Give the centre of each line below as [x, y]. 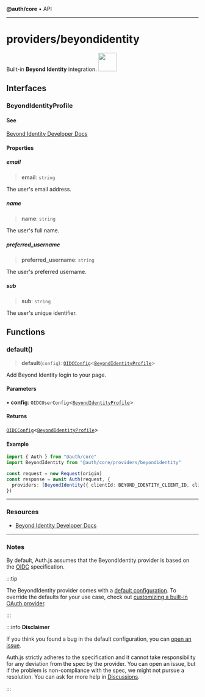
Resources [23, 512]
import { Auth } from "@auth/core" [52, 457]
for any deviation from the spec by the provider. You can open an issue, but [101, 664]
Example [18, 444]
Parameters [21, 389]
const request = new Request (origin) [54, 473]
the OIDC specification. [36, 567]
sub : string [36, 301]
